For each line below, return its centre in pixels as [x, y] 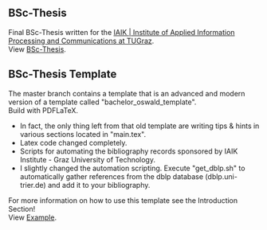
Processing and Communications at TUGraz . [81, 41]
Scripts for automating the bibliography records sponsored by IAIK [129, 151]
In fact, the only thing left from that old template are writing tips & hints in [139, 126]
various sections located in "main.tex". [82, 134]
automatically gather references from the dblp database [112, 176]
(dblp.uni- [221, 176]
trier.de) [33, 185]
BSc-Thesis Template [63, 74]
